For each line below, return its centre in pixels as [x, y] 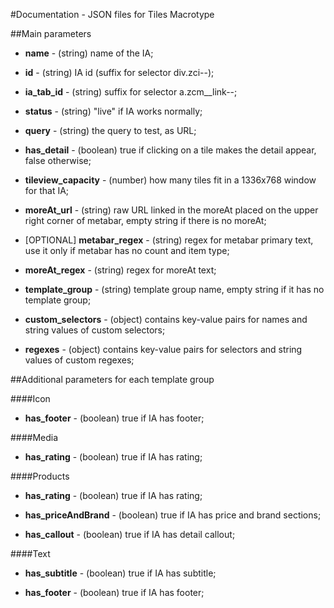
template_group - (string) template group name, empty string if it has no [174, 289]
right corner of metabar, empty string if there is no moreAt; [145, 220]
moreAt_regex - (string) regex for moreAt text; [120, 270]
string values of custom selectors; [95, 330]
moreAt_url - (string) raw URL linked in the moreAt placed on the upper [171, 210]
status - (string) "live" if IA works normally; [113, 111]
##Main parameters [51, 33]
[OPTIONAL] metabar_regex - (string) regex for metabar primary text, [169, 240]
